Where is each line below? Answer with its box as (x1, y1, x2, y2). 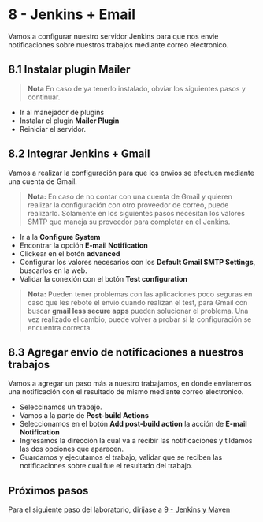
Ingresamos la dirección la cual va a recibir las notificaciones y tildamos (19, 436, 253, 446)
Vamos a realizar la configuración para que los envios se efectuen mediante (8, 168, 254, 177)
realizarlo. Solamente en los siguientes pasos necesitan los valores (27, 208, 246, 218)
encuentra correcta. (27, 323, 93, 332)
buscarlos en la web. (19, 266, 88, 275)
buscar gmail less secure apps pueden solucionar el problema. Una (27, 306, 249, 315)
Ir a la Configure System (19, 232, 101, 241)
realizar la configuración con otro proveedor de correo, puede (27, 199, 229, 210)
